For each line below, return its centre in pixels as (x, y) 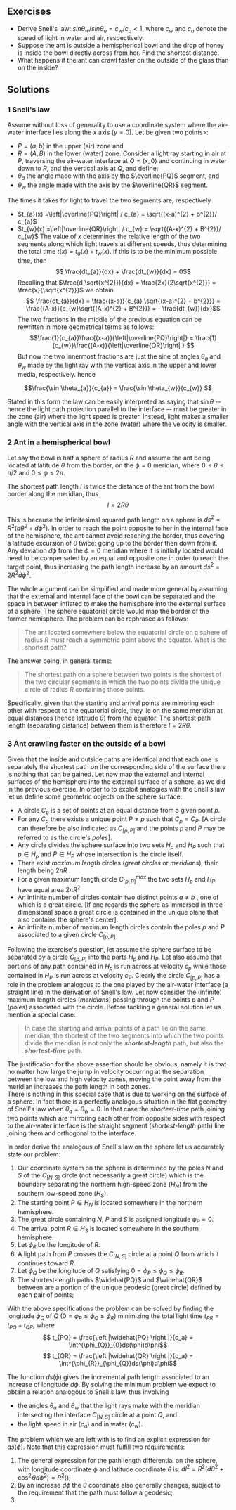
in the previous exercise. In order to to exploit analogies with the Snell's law (116, 789)
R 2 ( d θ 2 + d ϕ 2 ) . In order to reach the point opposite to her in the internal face (118, 528)
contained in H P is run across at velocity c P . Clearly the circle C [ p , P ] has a (114, 976)
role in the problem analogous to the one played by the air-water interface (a (118, 984)
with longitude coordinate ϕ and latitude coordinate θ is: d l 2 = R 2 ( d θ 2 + (120, 1469)
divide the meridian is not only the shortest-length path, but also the (124, 1043)
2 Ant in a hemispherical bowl (59, 442)
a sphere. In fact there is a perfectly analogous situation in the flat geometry (117, 1101)
